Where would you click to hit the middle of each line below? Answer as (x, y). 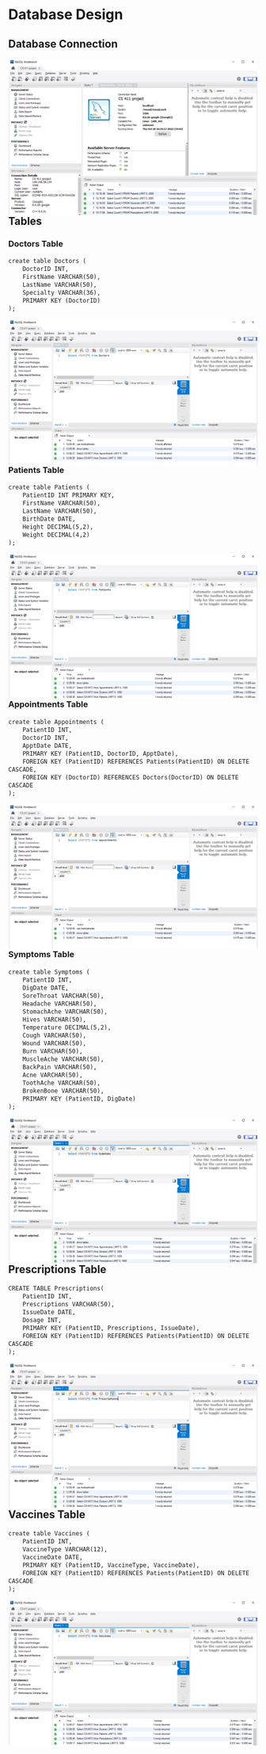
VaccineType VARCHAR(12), (65, 1550)
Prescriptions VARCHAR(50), (68, 1305)
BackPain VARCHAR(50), (60, 1067)
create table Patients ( (49, 488)
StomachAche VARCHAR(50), (65, 1012)
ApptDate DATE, (47, 745)
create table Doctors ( (47, 261)
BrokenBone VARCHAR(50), (63, 1091)
